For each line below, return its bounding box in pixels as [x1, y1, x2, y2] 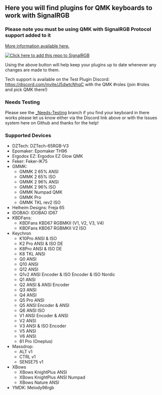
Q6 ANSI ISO [19, 307, 45, 314]
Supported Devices [5, 132, 52, 138]
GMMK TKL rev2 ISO [19, 199, 61, 205]
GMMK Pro [19, 195, 42, 200]
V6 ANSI [19, 334, 36, 339]
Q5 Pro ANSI [19, 297, 44, 303]
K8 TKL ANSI [19, 251, 45, 257]
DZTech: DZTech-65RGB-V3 [12, 143, 69, 149]
